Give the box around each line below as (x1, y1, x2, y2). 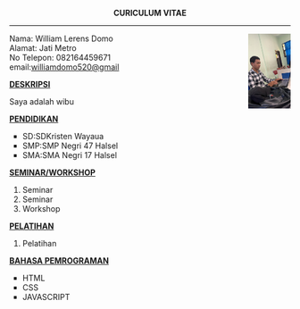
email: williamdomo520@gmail (9, 62, 120, 72)
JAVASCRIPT (21, 292, 71, 302)
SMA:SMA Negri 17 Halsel (21, 150, 118, 160)
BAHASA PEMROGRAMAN (9, 255, 110, 266)
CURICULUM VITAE (112, 8, 187, 18)
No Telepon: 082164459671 (9, 53, 112, 63)
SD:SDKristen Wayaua (21, 131, 104, 141)
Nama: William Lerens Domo (9, 33, 113, 44)
